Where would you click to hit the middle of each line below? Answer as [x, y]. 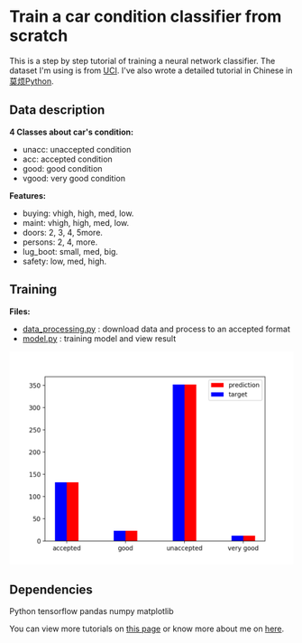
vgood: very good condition [74, 178]
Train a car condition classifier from [146, 17]
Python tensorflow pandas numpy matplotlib [92, 611]
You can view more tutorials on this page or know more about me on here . [147, 629]
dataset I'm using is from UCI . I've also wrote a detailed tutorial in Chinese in [151, 70]
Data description [57, 110]
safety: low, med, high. [64, 261]
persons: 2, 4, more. [60, 242]
